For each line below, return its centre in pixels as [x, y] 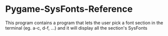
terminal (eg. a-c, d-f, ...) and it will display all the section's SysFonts [76, 28]
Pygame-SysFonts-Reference [69, 9]
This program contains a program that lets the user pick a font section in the [84, 23]
